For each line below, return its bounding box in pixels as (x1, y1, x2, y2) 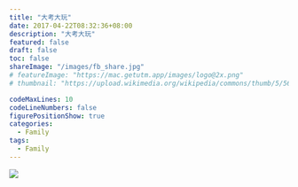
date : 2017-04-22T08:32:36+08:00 (9, 21, 133, 30)
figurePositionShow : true (9, 112, 105, 121)
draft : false (9, 46, 58, 55)
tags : (9, 136, 29, 145)
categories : (9, 120, 53, 129)
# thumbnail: (9, 79, 58, 88)
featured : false (9, 37, 69, 47)
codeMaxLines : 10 (9, 95, 74, 104)
